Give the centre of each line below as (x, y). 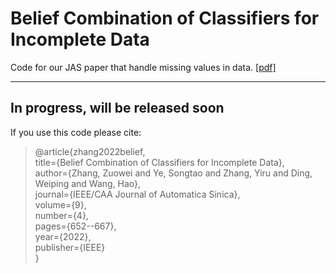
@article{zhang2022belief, (90, 151)
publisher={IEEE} (70, 247)
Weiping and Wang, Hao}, (88, 183)
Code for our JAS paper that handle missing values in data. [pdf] (143, 67)
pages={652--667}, (75, 226)
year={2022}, (63, 236)
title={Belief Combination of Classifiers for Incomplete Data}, (159, 162)
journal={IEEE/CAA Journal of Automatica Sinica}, (137, 194)
